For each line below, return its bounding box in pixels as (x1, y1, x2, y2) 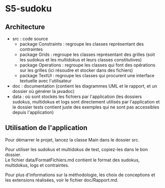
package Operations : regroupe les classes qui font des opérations (19, 62, 156, 68)
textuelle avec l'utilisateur (19, 78, 72, 84)
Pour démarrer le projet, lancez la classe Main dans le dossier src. (5, 137, 140, 142)
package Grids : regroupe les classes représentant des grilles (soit (19, 51, 155, 57)
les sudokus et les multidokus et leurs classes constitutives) (19, 57, 142, 62)
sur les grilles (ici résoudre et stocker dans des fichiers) (19, 67, 133, 73)
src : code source (12, 36, 48, 42)
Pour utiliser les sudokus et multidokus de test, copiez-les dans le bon (5, 146, 148, 152)
